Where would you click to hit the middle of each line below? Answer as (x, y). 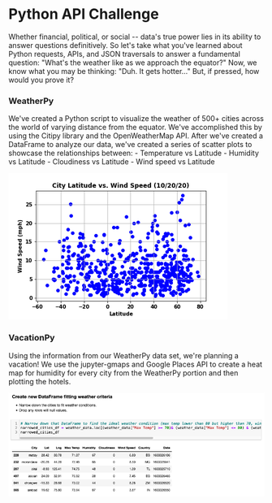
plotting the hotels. (40, 381)
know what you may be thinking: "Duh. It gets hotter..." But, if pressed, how (134, 71)
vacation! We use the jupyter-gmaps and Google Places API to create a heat (135, 364)
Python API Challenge (84, 14)
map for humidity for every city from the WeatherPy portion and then (123, 373)
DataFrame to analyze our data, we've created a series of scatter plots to (130, 145)
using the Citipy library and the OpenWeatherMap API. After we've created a (136, 136)
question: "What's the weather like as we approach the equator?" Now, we (133, 63)
